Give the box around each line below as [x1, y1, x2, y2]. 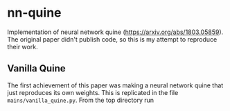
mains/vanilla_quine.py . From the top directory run [7, 96, 154, 104]
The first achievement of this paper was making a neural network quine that [7, 81, 224, 89]
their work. [7, 42, 38, 51]
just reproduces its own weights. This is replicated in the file [7, 88, 179, 96]
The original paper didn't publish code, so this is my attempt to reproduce [7, 35, 218, 43]
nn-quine [7, 5, 62, 21]
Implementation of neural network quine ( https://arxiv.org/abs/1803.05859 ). [7, 28, 224, 36]
